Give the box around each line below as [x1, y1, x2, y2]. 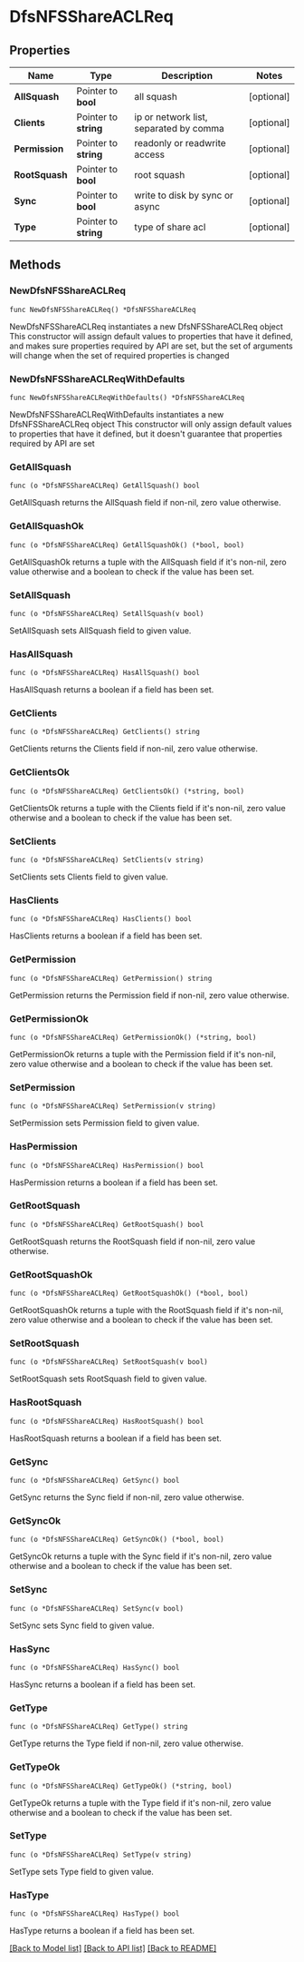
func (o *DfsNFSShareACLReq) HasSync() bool [9, 1663, 180, 1672]
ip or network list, [134, 111, 208, 123]
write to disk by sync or [134, 189, 233, 201]
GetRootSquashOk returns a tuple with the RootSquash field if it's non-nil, [9, 1305, 284, 1316]
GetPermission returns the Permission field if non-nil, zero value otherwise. [9, 989, 290, 1000]
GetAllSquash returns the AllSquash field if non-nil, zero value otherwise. [9, 497, 282, 508]
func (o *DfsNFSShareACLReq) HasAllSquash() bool [9, 669, 201, 678]
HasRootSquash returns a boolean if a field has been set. [9, 1432, 222, 1444]
